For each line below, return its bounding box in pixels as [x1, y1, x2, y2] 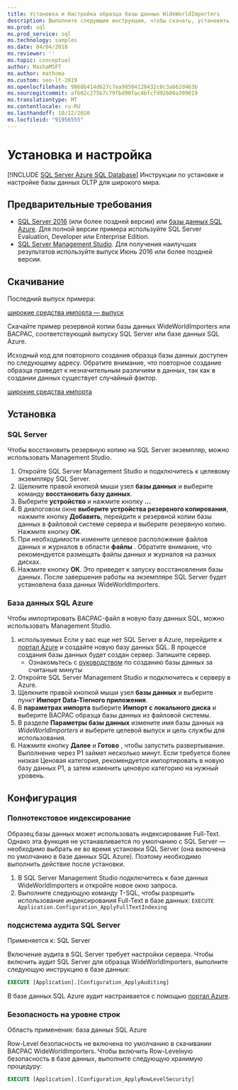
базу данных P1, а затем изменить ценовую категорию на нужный [17, 764, 219, 772]
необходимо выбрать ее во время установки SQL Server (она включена [7, 844, 226, 853]
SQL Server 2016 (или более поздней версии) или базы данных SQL [17, 218, 222, 226]
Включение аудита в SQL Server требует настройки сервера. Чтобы [7, 950, 214, 958]
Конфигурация [7, 792, 77, 804]
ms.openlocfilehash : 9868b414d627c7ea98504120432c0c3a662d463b [7, 83, 198, 90]
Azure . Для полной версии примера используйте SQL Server [17, 225, 202, 233]
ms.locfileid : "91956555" [7, 116, 84, 123]
